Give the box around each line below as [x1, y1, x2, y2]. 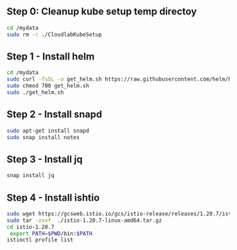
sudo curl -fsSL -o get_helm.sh [6, 76, 102, 83]
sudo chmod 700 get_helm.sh [6, 83, 90, 90]
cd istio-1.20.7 [6, 223, 54, 230]
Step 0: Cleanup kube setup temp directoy [6, 6, 197, 18]
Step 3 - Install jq [6, 153, 83, 165]
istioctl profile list [6, 237, 74, 244]
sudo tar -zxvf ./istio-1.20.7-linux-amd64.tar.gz [6, 217, 162, 224]
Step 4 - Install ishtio [6, 191, 100, 203]
